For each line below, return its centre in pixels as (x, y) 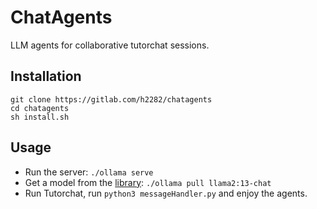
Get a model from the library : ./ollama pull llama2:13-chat (148, 182)
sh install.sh (40, 117)
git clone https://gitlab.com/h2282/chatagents (111, 99)
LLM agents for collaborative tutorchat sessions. (110, 45)
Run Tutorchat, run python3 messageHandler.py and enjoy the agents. (166, 193)
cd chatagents (40, 108)
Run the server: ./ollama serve (89, 172)
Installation (46, 76)
